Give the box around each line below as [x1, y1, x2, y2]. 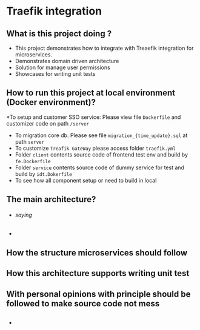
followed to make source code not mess [6, 298, 160, 309]
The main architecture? [6, 194, 96, 204]
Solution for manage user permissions [15, 64, 110, 71]
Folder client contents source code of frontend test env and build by [15, 150, 188, 158]
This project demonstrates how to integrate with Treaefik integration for [15, 44, 194, 52]
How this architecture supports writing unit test [6, 268, 190, 278]
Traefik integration [6, 4, 102, 18]
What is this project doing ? [6, 29, 112, 39]
